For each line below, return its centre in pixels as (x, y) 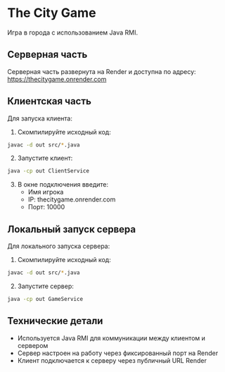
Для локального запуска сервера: (59, 246)
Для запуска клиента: (40, 118)
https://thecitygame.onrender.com (57, 79)
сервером (33, 345)
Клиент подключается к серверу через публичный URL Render (112, 360)
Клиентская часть (49, 101)
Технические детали (55, 321)
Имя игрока (46, 192)
